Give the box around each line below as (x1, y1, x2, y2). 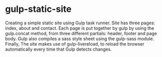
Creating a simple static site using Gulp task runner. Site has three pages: (5, 20, 156, 26)
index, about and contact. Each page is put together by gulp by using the (5, 25, 155, 31)
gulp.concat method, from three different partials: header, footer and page (5, 30, 158, 36)
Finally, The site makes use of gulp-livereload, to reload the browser (5, 41, 145, 47)
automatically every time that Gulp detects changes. (5, 46, 112, 52)
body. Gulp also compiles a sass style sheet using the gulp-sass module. (5, 36, 155, 42)
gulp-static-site (5, 3, 72, 15)
